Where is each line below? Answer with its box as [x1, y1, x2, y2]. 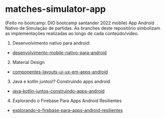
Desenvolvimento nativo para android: [12, 40, 90, 46]
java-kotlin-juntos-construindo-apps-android [12, 88, 105, 94]
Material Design [12, 59, 45, 65]
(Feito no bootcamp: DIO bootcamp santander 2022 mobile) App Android [5, 20, 155, 26]
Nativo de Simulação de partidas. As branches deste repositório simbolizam [5, 25, 161, 31]
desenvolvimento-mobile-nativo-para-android [12, 50, 107, 56]
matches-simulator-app [5, 3, 106, 15]
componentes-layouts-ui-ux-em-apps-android [12, 68, 108, 75]
